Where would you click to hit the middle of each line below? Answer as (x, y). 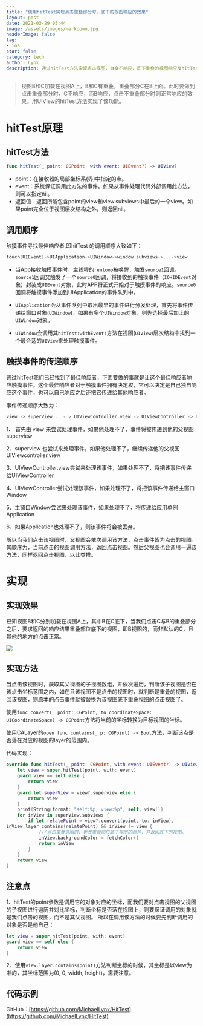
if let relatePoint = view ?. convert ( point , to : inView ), (101, 821)
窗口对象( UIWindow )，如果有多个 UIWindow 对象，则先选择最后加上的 (108, 312)
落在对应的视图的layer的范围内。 (52, 740)
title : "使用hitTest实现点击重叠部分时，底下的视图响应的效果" (78, 12)
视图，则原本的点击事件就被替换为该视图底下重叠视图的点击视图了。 (101, 699)
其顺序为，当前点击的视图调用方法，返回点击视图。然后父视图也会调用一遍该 (101, 547)
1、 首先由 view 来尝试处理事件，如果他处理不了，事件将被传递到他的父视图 (100, 429)
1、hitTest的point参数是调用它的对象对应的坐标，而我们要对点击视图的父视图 (101, 902)
